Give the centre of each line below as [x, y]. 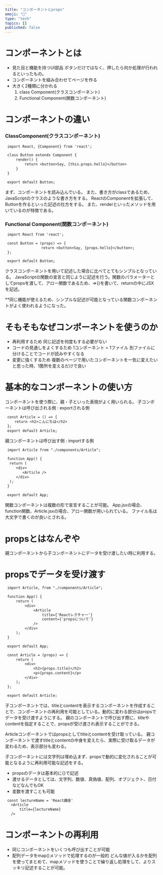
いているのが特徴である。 [31, 210]
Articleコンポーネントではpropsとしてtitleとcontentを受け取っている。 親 [78, 734]
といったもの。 [31, 74]
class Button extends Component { [42, 155]
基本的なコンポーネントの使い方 [69, 387]
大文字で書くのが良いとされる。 [37, 517]
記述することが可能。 [46, 868]
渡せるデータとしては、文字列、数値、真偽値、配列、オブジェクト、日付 [84, 779]
